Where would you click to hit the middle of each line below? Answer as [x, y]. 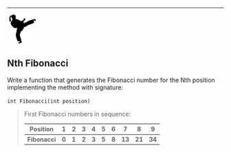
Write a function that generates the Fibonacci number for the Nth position [111, 80]
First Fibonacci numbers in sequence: [77, 113]
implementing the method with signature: [65, 87]
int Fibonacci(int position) [49, 101]
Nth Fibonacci [38, 64]
